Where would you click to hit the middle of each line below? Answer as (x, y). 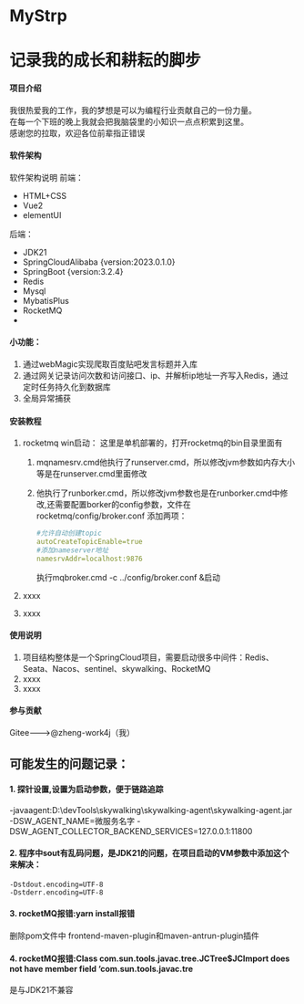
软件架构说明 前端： (46, 177)
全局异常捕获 (46, 398)
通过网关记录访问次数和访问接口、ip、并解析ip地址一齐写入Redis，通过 (156, 375)
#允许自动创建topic (69, 533)
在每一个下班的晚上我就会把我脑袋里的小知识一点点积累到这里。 (129, 121)
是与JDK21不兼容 (41, 990)
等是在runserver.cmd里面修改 (91, 474)
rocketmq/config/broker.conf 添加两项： (111, 516)
